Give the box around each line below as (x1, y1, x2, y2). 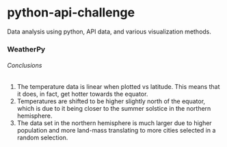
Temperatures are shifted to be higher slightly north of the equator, (16, 97, 206, 105)
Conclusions (7, 62, 42, 70)
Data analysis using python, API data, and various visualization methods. (7, 27, 212, 36)
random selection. (16, 133, 68, 142)
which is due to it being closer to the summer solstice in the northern (16, 105, 211, 113)
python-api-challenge (7, 5, 135, 21)
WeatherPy (7, 44, 46, 54)
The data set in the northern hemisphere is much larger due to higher (16, 119, 212, 127)
